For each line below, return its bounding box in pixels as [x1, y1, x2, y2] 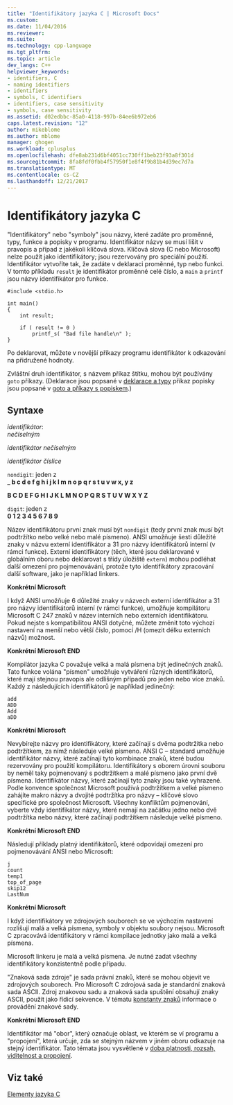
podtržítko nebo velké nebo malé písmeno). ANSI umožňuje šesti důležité [7, 533, 216, 541]
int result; [19, 313, 54, 320]
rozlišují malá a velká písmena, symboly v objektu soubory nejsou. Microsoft [7, 924, 225, 932]
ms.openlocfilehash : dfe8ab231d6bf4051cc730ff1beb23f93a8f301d [7, 152, 194, 159]
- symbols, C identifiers [7, 94, 82, 101]
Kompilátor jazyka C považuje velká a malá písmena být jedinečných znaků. [7, 660, 223, 669]
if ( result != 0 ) [19, 324, 76, 331]
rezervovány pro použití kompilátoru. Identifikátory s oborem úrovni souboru [7, 762, 225, 770]
